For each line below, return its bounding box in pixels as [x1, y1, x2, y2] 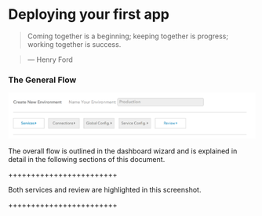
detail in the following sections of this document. [8, 154, 166, 164]
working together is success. [27, 39, 122, 49]
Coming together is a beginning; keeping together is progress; [27, 31, 229, 41]
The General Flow [8, 74, 77, 85]
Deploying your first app [8, 5, 170, 23]
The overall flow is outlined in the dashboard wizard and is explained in [8, 146, 238, 156]
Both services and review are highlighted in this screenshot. [8, 185, 202, 194]
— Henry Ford [27, 55, 73, 64]
